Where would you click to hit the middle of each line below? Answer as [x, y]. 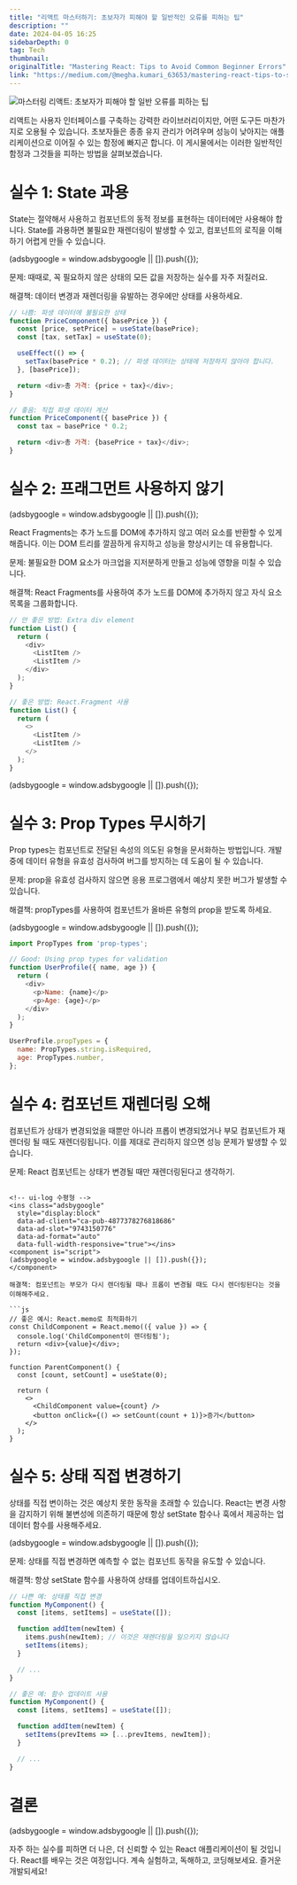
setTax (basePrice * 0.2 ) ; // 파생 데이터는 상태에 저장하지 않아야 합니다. [150, 362]
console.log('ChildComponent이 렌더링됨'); [94, 1336]
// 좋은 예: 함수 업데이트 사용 [58, 1694]
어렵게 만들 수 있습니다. [65, 241]
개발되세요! [28, 1871]
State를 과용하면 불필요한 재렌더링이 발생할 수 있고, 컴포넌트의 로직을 [147, 230]
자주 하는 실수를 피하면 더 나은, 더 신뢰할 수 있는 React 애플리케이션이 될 [133, 1849]
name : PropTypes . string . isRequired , [84, 1050]
